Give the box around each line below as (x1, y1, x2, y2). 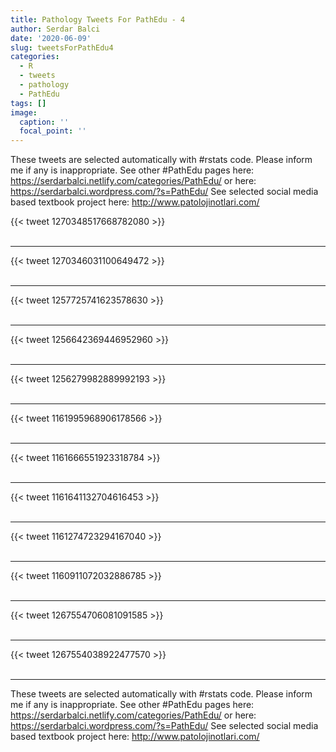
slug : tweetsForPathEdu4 (10, 42, 114, 53)
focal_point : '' (19, 126, 87, 136)
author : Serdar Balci (10, 24, 101, 34)
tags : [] (10, 98, 47, 108)
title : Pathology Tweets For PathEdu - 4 (10, 14, 186, 25)
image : (10, 107, 38, 118)
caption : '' (19, 117, 70, 127)
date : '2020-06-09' (10, 33, 92, 43)
